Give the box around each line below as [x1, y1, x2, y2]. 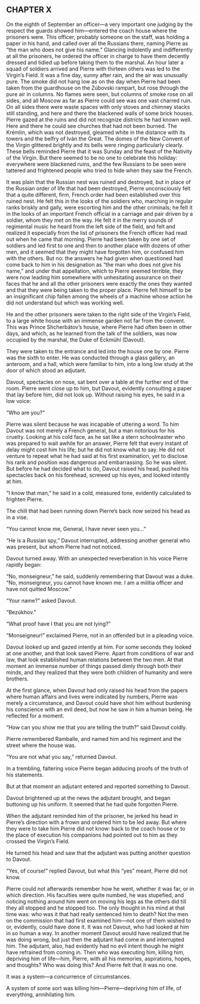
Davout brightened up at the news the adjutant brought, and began [6, 794, 171, 801]
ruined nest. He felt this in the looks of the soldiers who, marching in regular [6, 197, 193, 205]
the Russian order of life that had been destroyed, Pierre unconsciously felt [6, 185, 191, 192]
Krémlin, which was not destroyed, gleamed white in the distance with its [6, 129, 186, 136]
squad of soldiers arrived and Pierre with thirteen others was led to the [6, 65, 180, 72]
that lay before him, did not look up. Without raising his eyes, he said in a [6, 391, 185, 398]
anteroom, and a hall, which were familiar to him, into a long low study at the [6, 360, 193, 367]
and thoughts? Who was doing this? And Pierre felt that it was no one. [6, 961, 178, 968]
